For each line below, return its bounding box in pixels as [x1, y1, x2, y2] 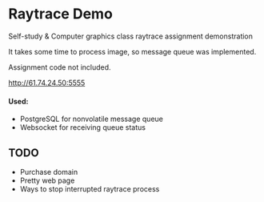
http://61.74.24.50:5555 [8, 78, 86, 87]
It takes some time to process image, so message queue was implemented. [8, 46, 257, 56]
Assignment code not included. [8, 62, 111, 72]
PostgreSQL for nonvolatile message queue [19, 114, 164, 124]
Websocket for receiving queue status [19, 123, 146, 132]
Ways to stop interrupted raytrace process [19, 184, 160, 193]
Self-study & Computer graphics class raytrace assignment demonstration [8, 31, 254, 41]
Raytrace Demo [8, 5, 114, 23]
